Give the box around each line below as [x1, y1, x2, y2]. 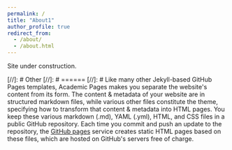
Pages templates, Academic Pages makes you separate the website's [7, 83, 208, 91]
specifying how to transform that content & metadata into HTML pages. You [7, 105, 225, 113]
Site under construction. [7, 62, 77, 70]
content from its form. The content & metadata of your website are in [7, 90, 205, 98]
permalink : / [7, 10, 45, 17]
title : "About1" [7, 17, 55, 24]
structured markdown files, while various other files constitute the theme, [7, 98, 218, 105]
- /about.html [13, 43, 55, 50]
